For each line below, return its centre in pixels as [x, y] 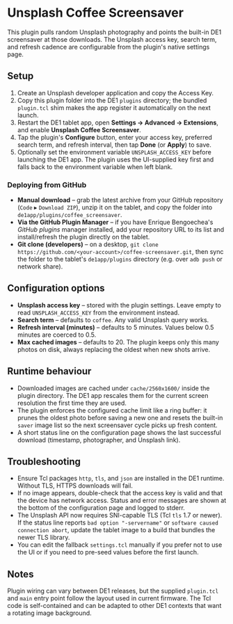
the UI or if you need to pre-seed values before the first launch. [108, 552]
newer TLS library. [43, 538]
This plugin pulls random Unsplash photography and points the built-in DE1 [114, 32]
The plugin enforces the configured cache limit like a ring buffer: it [112, 410]
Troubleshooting [44, 462]
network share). [40, 266]
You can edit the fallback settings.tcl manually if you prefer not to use [120, 545]
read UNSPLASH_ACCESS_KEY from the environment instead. [98, 312]
